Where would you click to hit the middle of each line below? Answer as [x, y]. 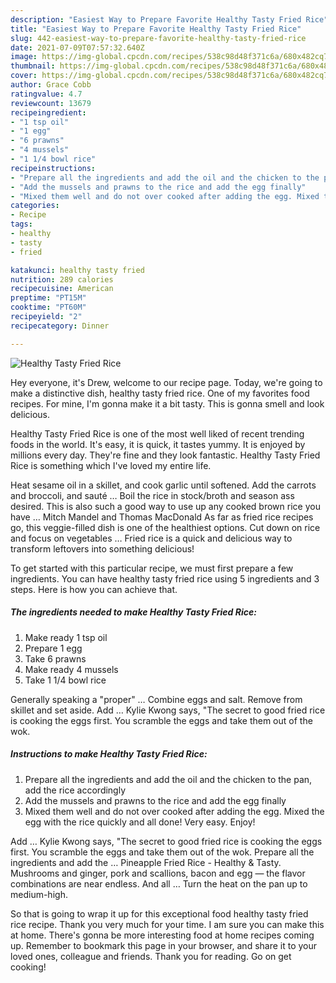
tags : [21, 224]
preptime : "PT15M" [48, 298]
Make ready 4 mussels [71, 669]
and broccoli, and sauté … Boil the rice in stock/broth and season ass [152, 495]
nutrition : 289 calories [62, 279]
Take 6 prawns [55, 658]
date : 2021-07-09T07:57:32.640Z [77, 47]
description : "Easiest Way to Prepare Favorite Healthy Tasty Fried [156, 19]
